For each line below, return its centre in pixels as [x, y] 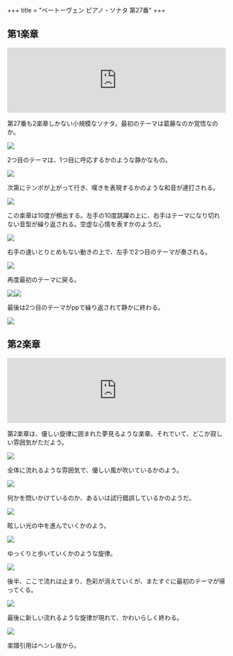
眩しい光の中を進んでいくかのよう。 [59, 525]
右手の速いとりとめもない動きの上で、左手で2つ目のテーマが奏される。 [109, 251]
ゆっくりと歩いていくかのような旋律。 [62, 553]
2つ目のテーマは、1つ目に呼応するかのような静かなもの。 [89, 160]
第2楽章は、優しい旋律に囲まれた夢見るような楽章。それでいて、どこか [109, 433]
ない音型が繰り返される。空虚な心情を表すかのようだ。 [86, 224]
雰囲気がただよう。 [40, 442]
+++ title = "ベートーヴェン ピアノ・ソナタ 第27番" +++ [86, 10]
